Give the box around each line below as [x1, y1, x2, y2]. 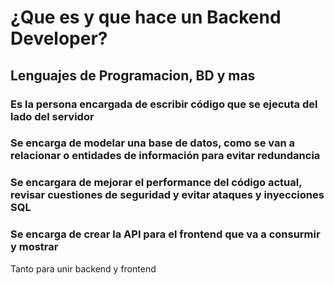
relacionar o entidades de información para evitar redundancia [10, 149, 321, 163]
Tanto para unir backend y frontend [10, 262, 157, 275]
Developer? [10, 27, 108, 50]
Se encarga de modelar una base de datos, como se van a [10, 136, 296, 150]
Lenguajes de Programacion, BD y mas [10, 67, 256, 84]
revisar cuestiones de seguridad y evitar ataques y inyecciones [10, 188, 325, 202]
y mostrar [10, 240, 59, 254]
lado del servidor [10, 109, 95, 123]
